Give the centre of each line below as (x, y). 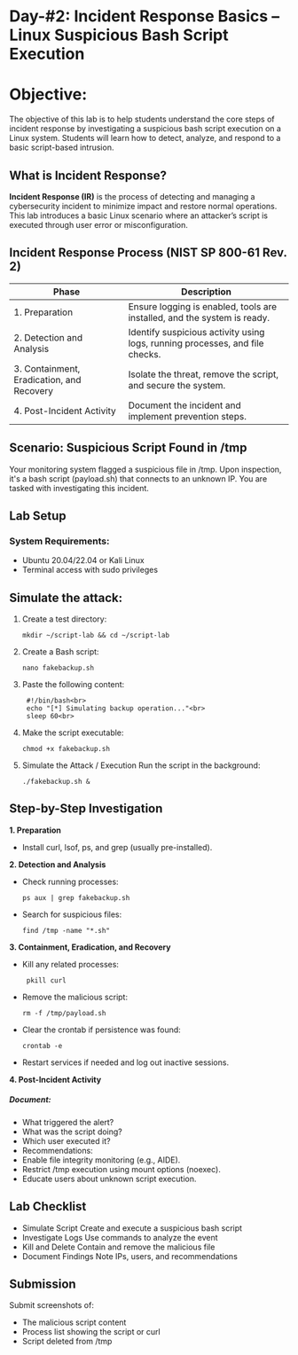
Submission (43, 1285)
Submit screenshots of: (52, 1305)
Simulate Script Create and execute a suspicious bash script (132, 1228)
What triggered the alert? (68, 1122)
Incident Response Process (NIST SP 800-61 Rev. (148, 253)
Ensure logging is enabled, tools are (203, 306)
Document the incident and (184, 405)
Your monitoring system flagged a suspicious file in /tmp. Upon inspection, (145, 469)
